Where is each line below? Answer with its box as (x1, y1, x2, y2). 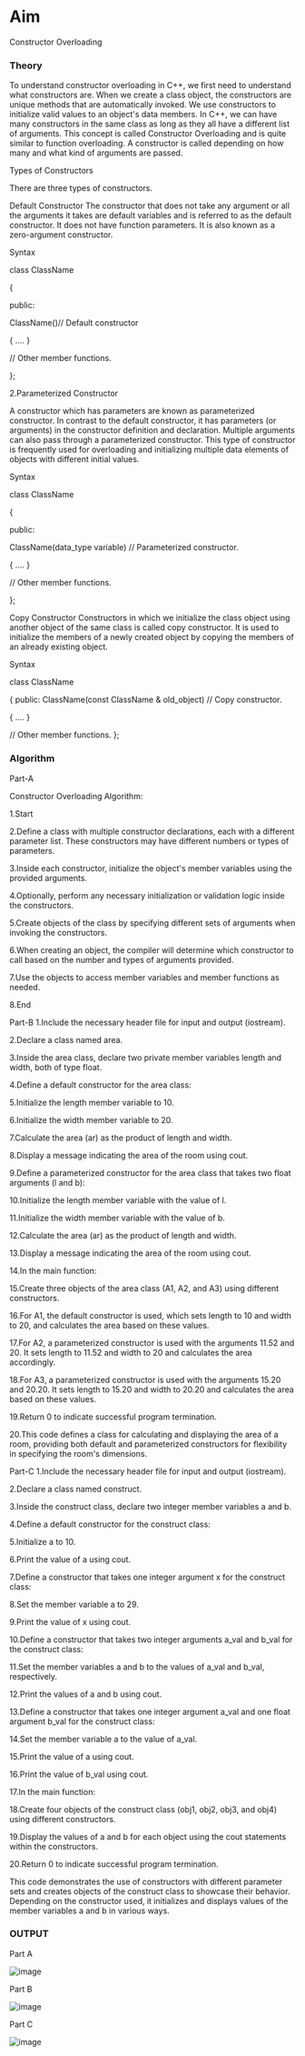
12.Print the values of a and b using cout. (9, 1689, 162, 1700)
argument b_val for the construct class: (9, 1716, 155, 1727)
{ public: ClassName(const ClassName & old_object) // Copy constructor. (9, 694, 282, 706)
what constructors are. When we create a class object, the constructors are (9, 89, 292, 101)
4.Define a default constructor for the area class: (9, 1079, 192, 1090)
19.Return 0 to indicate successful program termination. (9, 1411, 218, 1422)
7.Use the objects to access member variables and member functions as (9, 971, 280, 983)
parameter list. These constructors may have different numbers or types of (9, 835, 290, 847)
